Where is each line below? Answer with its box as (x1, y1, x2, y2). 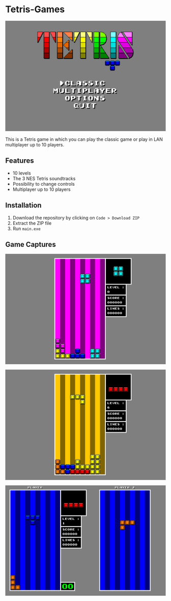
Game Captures (5, 240, 56, 248)
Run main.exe (12, 226, 41, 232)
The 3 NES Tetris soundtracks (12, 175, 76, 182)
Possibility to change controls (12, 181, 75, 187)
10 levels (12, 170, 32, 176)
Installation (5, 201, 42, 210)
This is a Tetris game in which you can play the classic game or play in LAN (5, 136, 163, 142)
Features (5, 157, 34, 165)
